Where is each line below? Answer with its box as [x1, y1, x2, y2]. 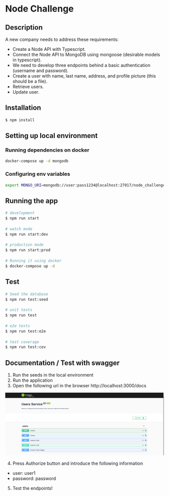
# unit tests [5, 308, 33, 313]
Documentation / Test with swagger [5, 359, 120, 367]
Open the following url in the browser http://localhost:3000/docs [12, 383, 147, 389]
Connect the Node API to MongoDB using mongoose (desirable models [12, 51, 160, 57]
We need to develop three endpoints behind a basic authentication [12, 62, 151, 68]
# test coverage [5, 339, 39, 344]
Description [5, 23, 43, 32]
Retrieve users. [12, 84, 44, 90]
